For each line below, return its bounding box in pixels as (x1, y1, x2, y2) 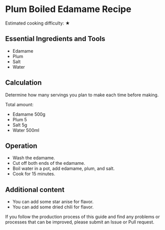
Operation (5, 141, 38, 150)
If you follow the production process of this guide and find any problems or (5, 214, 160, 220)
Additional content (5, 185, 65, 194)
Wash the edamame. (12, 155, 55, 161)
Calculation (5, 79, 42, 87)
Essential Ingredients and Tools (5, 35, 105, 43)
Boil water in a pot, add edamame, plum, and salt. (12, 165, 115, 171)
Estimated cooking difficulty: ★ (5, 20, 70, 26)
